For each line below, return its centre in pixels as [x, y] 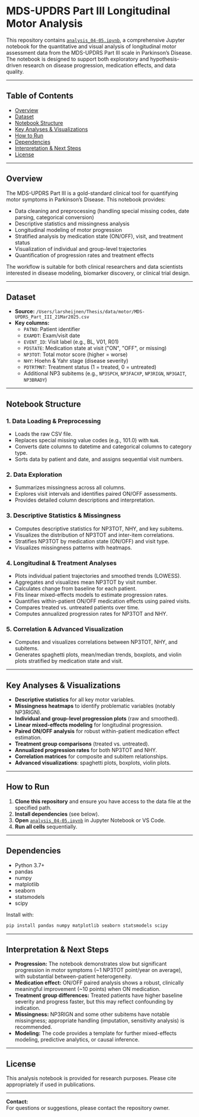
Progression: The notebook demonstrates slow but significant [91, 964]
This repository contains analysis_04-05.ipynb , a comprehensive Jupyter [96, 40]
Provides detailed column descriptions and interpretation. [85, 500]
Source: [25, 311]
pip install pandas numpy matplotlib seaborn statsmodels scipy [87, 926]
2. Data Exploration [34, 474]
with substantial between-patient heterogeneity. [73, 977]
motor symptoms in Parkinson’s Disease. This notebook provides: [86, 199]
